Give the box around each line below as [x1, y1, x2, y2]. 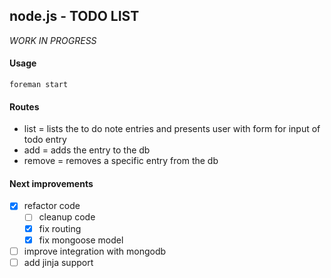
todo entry [23, 134, 67, 146]
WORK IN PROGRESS [9, 34, 97, 46]
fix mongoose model [38, 234, 124, 246]
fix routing [38, 222, 82, 234]
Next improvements [9, 177, 94, 189]
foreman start [9, 80, 69, 90]
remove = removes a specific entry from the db [23, 155, 219, 167]
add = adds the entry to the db [23, 144, 151, 156]
